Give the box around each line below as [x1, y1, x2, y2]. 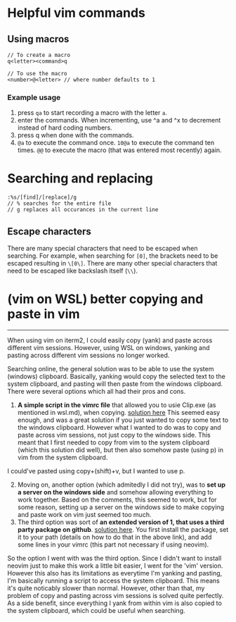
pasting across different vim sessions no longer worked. [7, 351, 170, 359]
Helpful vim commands [7, 5, 145, 21]
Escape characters [7, 225, 91, 237]
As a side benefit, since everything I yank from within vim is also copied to [7, 599, 223, 607]
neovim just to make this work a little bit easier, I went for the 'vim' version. [7, 561, 223, 570]
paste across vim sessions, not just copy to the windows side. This [17, 430, 211, 439]
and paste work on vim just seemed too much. [17, 510, 152, 518]
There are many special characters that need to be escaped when [7, 244, 198, 253]
